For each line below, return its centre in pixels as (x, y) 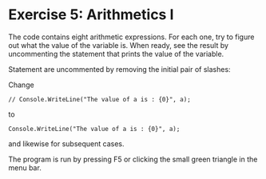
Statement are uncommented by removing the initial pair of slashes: (119, 69)
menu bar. (25, 167)
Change (21, 85)
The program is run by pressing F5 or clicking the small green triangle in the (133, 159)
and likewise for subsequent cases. (66, 143)
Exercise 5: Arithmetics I (91, 15)
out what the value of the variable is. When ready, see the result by (119, 45)
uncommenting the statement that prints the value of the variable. (116, 54)
